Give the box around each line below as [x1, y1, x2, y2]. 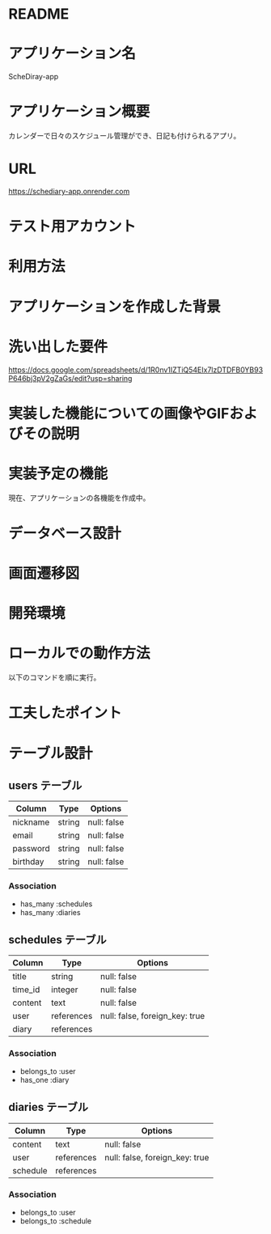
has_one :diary [19, 1075, 70, 1084]
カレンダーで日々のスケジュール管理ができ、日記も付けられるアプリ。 [8, 131, 241, 141]
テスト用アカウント [8, 218, 137, 235]
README [8, 5, 70, 23]
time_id [12, 984, 40, 995]
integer [51, 984, 78, 995]
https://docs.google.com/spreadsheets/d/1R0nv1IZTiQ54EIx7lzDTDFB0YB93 [8, 365, 264, 375]
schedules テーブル [8, 933, 107, 947]
